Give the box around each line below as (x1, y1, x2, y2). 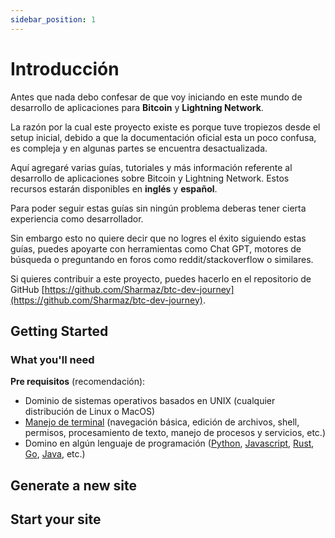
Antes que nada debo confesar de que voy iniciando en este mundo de (10, 91, 303, 103)
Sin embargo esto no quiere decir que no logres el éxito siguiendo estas (10, 232, 307, 244)
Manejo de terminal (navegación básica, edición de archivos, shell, (24, 416, 300, 428)
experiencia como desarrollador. (10, 212, 144, 225)
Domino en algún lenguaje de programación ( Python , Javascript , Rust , (24, 437, 315, 450)
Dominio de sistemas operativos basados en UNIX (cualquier (24, 395, 276, 407)
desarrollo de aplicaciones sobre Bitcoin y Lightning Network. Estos (10, 172, 290, 184)
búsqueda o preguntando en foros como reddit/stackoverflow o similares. (10, 253, 314, 265)
